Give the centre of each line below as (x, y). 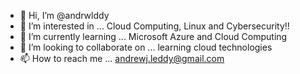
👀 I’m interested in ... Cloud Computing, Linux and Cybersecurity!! (154, 26)
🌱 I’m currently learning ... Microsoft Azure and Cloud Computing (153, 36)
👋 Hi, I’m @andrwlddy (64, 15)
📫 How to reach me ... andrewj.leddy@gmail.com (122, 58)
